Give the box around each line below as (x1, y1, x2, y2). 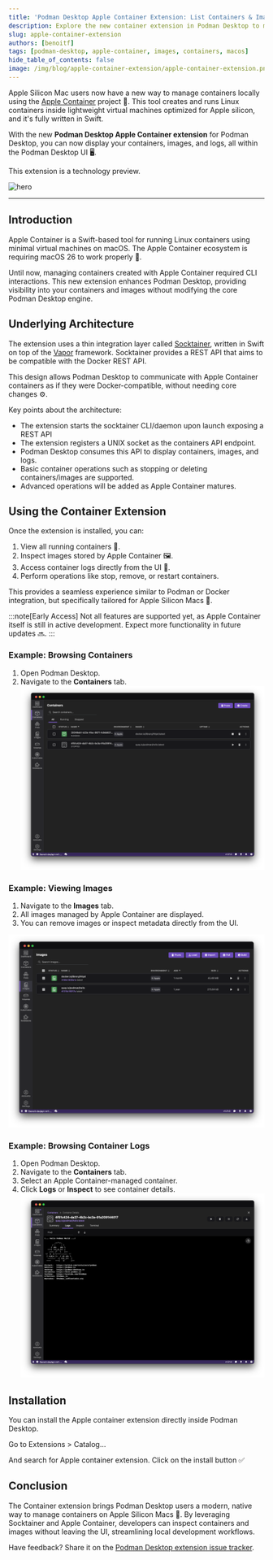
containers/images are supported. (19, 472, 134, 482)
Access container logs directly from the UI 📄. (19, 563, 171, 572)
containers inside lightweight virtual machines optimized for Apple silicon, (8, 105, 256, 115)
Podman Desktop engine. (8, 293, 93, 303)
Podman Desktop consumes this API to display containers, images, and (19, 446, 259, 456)
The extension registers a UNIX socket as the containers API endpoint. (19, 437, 257, 447)
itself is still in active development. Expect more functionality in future (8, 620, 241, 630)
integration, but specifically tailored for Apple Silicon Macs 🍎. (8, 596, 213, 606)
